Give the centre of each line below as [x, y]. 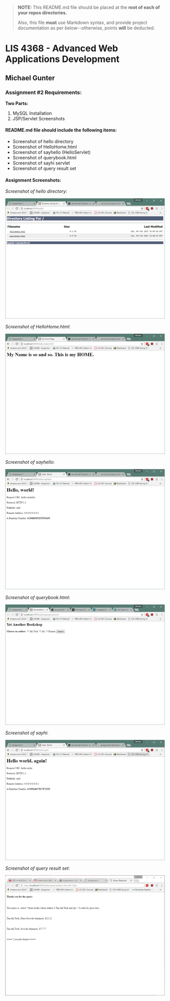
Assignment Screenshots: [33, 180]
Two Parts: [17, 103]
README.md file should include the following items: [61, 130]
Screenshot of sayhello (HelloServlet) [52, 152]
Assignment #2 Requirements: [44, 92]
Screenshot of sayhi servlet [41, 163]
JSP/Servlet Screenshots [38, 118]
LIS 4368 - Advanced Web [62, 48]
